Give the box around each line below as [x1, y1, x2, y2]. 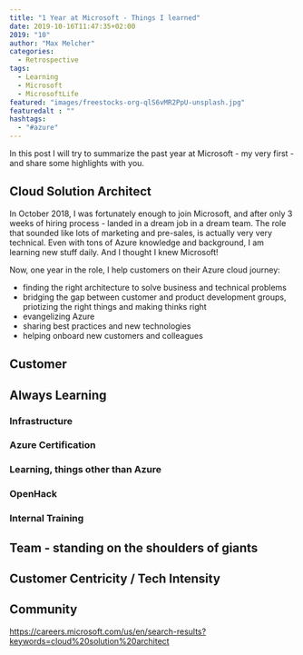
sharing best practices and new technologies [22, 320, 191, 332]
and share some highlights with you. [9, 158, 145, 168]
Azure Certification [9, 439, 96, 452]
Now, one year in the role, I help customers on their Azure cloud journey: [9, 264, 281, 275]
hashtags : [9, 114, 47, 124]
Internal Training [9, 512, 84, 525]
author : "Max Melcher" [9, 38, 95, 48]
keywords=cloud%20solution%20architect [9, 635, 170, 646]
